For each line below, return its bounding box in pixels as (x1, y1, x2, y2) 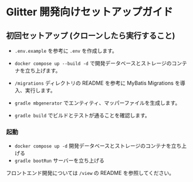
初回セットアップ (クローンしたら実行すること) (6, 31, 175, 41)
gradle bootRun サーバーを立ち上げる (14, 157, 104, 164)
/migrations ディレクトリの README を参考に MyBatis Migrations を (14, 80, 181, 86)
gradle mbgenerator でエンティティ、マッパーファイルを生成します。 (14, 99, 181, 106)
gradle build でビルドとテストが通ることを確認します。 (14, 112, 151, 119)
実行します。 (25, 87, 56, 94)
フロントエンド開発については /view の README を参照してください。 (6, 170, 175, 177)
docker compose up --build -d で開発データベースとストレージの (14, 60, 172, 66)
